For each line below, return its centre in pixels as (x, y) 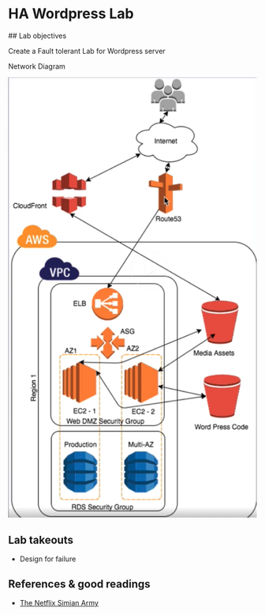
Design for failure (48, 559)
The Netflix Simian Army (59, 603)
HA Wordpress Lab (71, 14)
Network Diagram (37, 66)
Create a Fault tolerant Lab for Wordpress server (87, 51)
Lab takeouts (41, 540)
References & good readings (79, 584)
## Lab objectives (37, 36)
